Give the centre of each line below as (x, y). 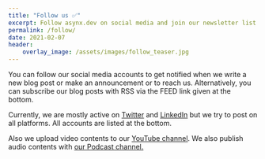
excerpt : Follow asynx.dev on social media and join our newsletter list (132, 23)
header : (21, 45)
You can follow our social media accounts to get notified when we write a (127, 74)
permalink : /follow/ (42, 30)
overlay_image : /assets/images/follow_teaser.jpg (106, 52)
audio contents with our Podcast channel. (76, 147)
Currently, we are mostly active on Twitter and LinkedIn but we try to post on (133, 115)
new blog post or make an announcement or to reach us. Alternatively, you (130, 83)
